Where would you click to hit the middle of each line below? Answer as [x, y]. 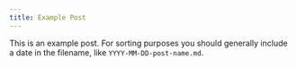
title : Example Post [48, 17]
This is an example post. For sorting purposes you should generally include [148, 43]
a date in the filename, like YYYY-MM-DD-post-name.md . [107, 52]
